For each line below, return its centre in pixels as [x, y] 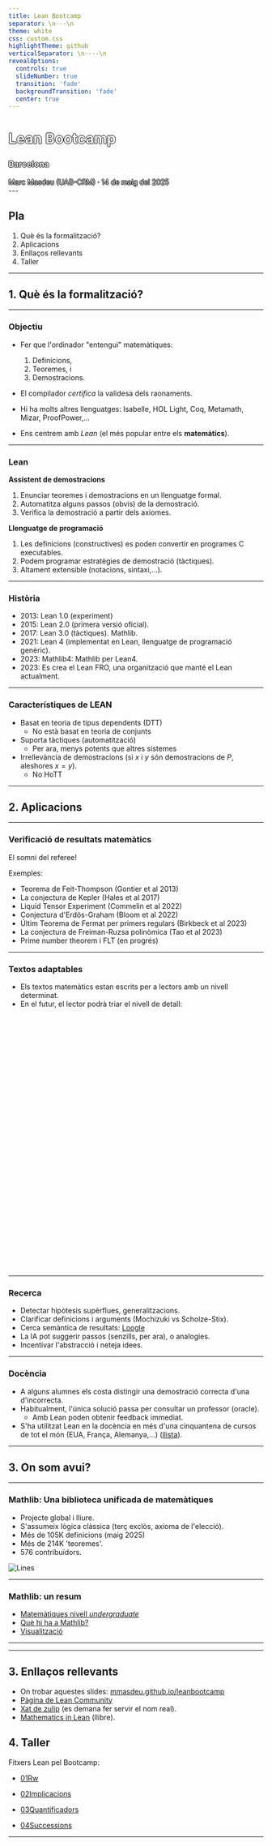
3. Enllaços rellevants [64, 1672]
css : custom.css [36, 39]
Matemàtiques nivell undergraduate [79, 1613]
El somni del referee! [42, 857]
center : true [38, 99]
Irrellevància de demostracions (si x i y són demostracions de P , [127, 757]
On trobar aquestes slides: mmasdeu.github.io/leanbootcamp [122, 1691]
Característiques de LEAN [60, 705]
